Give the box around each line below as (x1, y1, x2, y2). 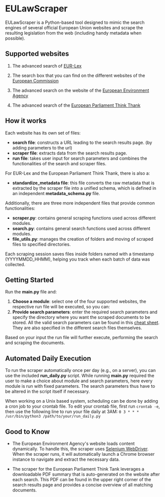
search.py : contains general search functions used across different (12, 225, 151, 231)
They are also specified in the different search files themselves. (12, 325, 142, 331)
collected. (5, 261, 26, 267)
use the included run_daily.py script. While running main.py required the (5, 373, 155, 379)
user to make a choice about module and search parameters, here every (5, 378, 153, 384)
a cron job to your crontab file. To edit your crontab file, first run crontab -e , (5, 403, 160, 410)
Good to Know (5, 427, 50, 436)
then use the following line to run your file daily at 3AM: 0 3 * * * (5, 409, 139, 415)
